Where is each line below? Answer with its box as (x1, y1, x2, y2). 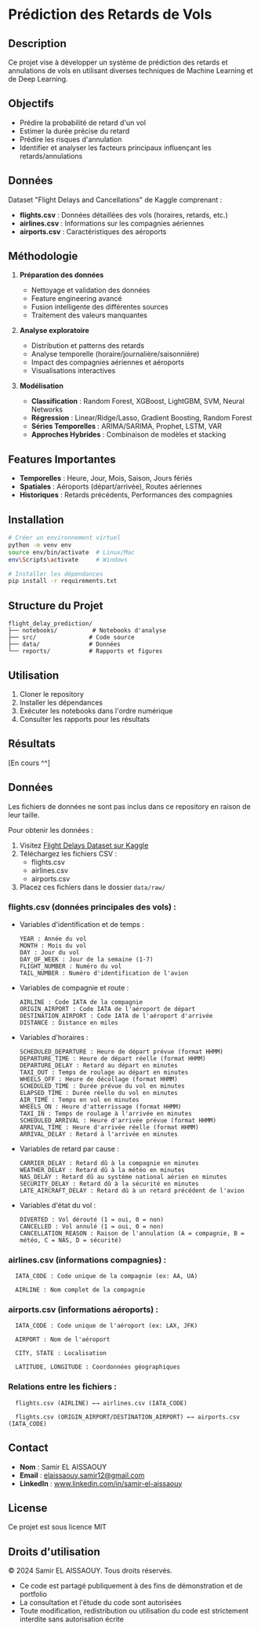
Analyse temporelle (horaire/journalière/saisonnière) (31, 350, 200, 359)
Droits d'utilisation (8, 1545, 100, 1559)
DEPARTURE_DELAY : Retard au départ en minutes (19, 1061, 178, 1069)
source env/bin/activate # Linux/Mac (8, 548, 135, 556)
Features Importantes (8, 452, 116, 466)
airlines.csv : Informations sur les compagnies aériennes (19, 218, 205, 228)
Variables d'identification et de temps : (19, 919, 145, 929)
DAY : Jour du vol (19, 948, 80, 956)
